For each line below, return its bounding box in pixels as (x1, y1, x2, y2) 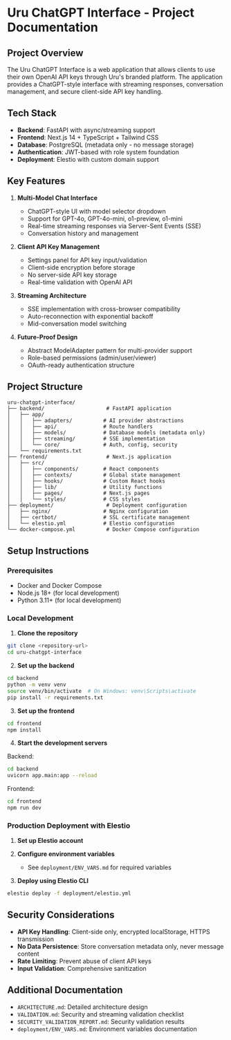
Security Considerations (7, 909, 115, 921)
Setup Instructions (7, 545, 89, 557)
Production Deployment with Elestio (7, 821, 131, 830)
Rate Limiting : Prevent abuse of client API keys (17, 956, 152, 965)
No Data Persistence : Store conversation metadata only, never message (17, 942, 224, 950)
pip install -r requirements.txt (7, 694, 104, 701)
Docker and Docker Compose (17, 582, 102, 590)
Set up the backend (17, 662, 75, 670)
